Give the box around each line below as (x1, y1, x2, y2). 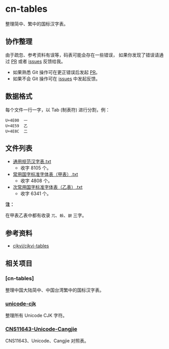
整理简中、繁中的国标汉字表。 (5, 21, 68, 27)
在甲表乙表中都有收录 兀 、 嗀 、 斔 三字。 (5, 212, 87, 219)
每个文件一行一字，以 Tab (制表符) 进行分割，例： (5, 106, 110, 113)
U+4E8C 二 (5, 129, 28, 134)
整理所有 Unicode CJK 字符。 (5, 313, 68, 319)
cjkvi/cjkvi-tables (12, 243, 49, 249)
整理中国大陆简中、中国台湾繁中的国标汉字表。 (5, 287, 104, 293)
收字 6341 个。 (20, 190, 52, 197)
